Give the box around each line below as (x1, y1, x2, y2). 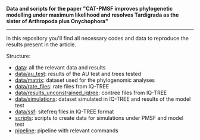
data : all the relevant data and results (14, 64, 106, 71)
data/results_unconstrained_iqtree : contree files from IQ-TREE (14, 89, 167, 96)
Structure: (6, 53, 31, 59)
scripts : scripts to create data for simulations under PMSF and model (14, 114, 183, 121)
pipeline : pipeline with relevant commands (14, 127, 119, 134)
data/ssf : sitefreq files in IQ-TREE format (14, 108, 114, 115)
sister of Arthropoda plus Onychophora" (6, 18, 108, 24)
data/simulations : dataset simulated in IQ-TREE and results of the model (14, 96, 191, 103)
